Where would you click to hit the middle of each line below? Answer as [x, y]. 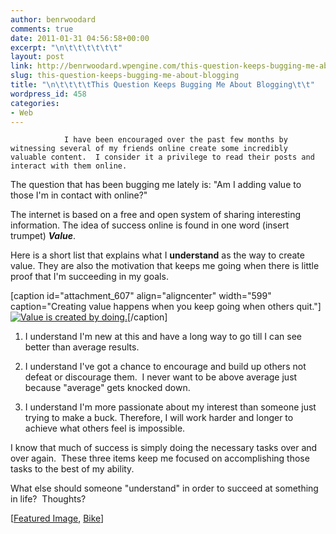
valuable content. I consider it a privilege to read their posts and [162, 157]
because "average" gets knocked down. [107, 388]
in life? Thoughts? [48, 499]
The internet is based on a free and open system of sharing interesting [156, 215]
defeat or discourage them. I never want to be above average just [161, 377]
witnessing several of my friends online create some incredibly [149, 149]
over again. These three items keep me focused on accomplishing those [160, 458]
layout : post [37, 57]
